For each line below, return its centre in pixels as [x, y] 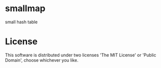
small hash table [21, 22]
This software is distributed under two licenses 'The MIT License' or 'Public [81, 55]
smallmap [25, 8]
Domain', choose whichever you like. [42, 60]
